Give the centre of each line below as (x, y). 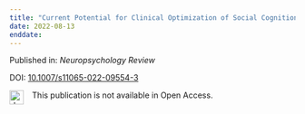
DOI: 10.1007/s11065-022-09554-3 (74, 78)
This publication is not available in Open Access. (122, 95)
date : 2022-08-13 (42, 26)
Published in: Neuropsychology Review (83, 61)
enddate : (26, 34)
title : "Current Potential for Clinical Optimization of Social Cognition (154, 18)
